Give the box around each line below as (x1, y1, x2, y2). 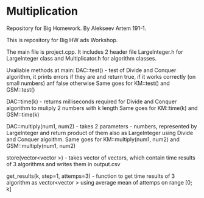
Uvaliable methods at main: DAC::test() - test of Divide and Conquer (6, 66, 177, 74)
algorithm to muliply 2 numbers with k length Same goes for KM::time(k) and (6, 104, 198, 111)
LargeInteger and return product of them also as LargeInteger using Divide (6, 129, 194, 136)
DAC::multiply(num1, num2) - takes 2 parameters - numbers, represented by (6, 122, 197, 130)
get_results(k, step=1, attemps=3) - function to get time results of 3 (6, 172, 175, 180)
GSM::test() (6, 86, 35, 93)
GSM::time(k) (6, 111, 40, 118)
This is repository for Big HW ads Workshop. (6, 36, 118, 43)
